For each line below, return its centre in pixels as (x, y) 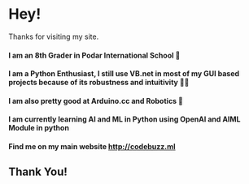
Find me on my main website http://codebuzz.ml (92, 146)
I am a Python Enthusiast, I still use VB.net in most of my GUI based (124, 74)
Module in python (39, 128)
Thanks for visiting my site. (54, 36)
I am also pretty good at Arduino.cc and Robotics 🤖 (96, 101)
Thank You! (38, 172)
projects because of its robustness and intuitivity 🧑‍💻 (99, 83)
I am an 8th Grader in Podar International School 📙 (94, 55)
